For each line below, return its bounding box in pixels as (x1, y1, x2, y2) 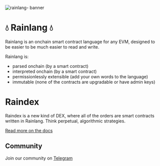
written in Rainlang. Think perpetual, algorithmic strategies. (5, 118, 126, 124)
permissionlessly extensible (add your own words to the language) (12, 73, 149, 79)
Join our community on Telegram (5, 155, 73, 161)
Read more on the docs (5, 127, 53, 133)
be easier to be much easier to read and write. (5, 44, 100, 50)
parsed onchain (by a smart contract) (12, 63, 89, 69)
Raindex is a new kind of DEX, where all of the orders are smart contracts (5, 112, 155, 118)
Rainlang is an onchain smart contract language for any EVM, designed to (5, 39, 155, 45)
